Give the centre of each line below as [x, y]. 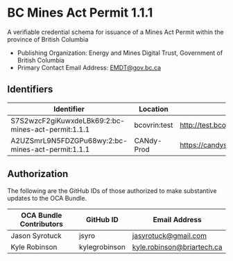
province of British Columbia [48, 39]
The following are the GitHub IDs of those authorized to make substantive [112, 191]
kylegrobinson [102, 246]
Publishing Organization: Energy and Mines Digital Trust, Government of [120, 53]
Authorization [38, 174]
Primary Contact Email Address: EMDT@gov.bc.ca [89, 67]
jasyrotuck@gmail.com [169, 235]
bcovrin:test [154, 125]
